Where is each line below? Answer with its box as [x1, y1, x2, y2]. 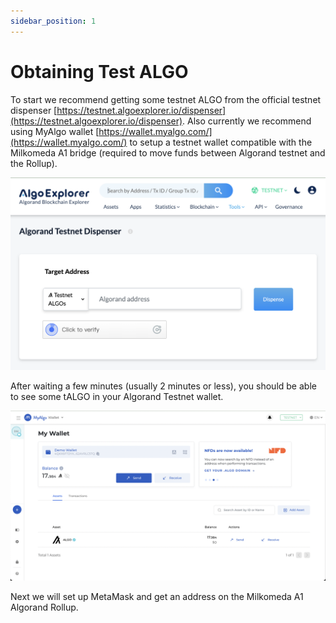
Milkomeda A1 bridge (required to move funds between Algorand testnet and [10, 146, 326, 159]
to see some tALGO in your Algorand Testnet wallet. [10, 391, 224, 403]
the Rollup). [10, 157, 58, 169]
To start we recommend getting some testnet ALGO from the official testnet [10, 93, 322, 105]
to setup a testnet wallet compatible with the [129, 136, 313, 148]
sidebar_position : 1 [10, 16, 97, 26]
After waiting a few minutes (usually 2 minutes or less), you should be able [10, 380, 317, 392]
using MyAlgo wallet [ [10, 125, 100, 137]
